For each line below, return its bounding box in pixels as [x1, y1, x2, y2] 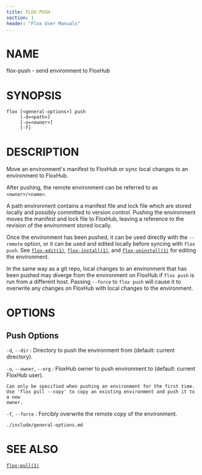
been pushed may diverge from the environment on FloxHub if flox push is [6, 272, 195, 279]
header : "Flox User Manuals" [6, 20, 81, 26]
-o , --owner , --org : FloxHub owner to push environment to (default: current [6, 365, 196, 373]
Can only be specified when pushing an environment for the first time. [6, 384, 195, 390]
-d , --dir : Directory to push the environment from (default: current [6, 347, 175, 354]
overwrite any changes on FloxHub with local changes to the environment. [6, 284, 193, 292]
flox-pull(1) [6, 463, 40, 469]
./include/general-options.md [6, 422, 84, 428]
